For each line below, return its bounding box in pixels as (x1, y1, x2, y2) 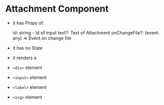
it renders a (12, 54, 37, 61)
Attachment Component (5, 3, 109, 15)
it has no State (12, 45, 43, 51)
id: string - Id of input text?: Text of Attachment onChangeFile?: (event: (12, 29, 159, 36)
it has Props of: (12, 20, 44, 26)
